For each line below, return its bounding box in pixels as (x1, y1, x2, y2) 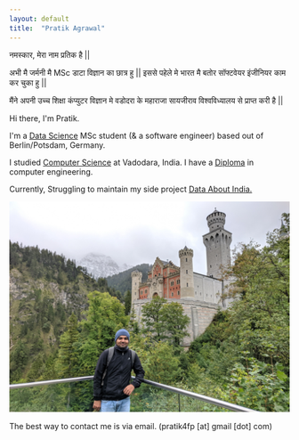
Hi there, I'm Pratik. (9, 112, 80, 124)
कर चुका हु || (9, 77, 47, 88)
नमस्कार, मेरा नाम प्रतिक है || (9, 49, 91, 60)
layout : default (9, 14, 69, 23)
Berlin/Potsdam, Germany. (9, 139, 106, 151)
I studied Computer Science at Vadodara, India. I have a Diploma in (9, 157, 255, 167)
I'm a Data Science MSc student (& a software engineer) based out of (9, 130, 264, 141)
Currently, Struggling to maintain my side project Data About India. (9, 183, 253, 194)
